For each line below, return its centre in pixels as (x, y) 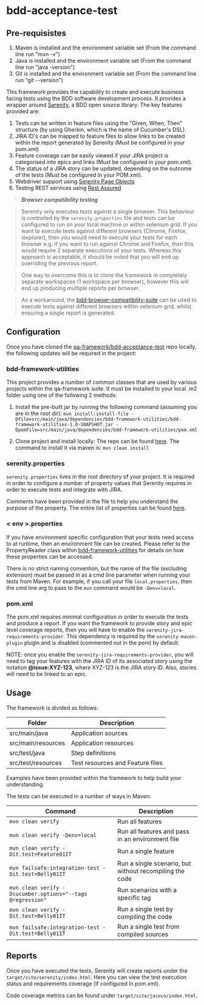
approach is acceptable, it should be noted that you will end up (100, 257)
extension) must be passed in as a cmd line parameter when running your (98, 575)
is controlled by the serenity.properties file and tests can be (98, 218)
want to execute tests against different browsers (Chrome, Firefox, (104, 231)
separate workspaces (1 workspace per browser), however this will (105, 282)
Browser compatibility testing (59, 200)
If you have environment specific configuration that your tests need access (100, 537)
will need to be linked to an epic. (47, 674)
